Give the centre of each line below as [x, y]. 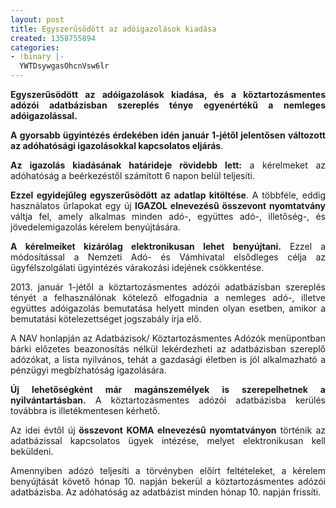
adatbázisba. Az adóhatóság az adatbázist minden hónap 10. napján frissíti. [166, 492]
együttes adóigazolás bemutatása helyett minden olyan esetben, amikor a [168, 308]
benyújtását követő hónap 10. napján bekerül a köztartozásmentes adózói [168, 481]
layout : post [37, 19]
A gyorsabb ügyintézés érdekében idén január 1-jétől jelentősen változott [168, 135]
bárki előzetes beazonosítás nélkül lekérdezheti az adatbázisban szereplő [168, 349]
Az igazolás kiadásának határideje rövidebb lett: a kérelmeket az [168, 165]
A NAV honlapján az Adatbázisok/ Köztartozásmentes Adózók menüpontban [168, 338]
